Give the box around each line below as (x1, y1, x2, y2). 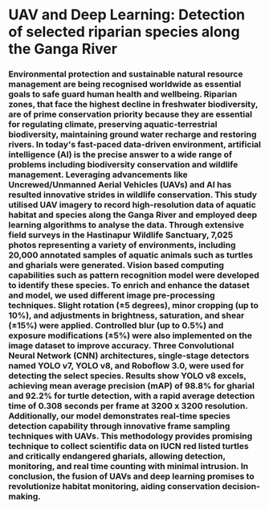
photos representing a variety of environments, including (8, 240, 236, 251)
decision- (222, 481, 261, 492)
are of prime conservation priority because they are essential (8, 109, 253, 120)
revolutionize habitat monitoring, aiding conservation (8, 481, 221, 492)
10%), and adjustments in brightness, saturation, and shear (8, 310, 245, 321)
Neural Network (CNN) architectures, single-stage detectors (8, 350, 250, 361)
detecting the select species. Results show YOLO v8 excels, (8, 370, 247, 381)
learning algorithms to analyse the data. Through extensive (8, 220, 245, 231)
